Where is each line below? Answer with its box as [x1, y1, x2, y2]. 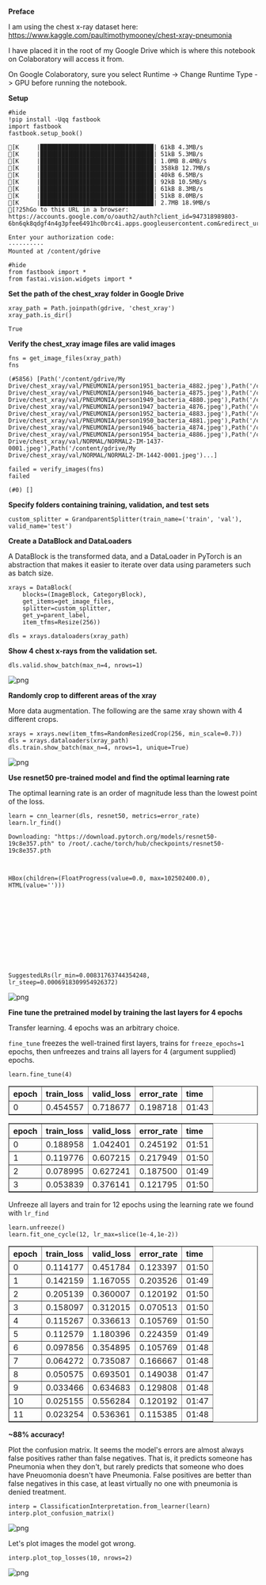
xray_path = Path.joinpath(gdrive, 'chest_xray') [8, 304, 176, 312]
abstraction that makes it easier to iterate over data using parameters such [8, 560, 252, 569]
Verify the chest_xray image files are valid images [8, 339, 176, 348]
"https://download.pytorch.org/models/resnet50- [54, 833, 218, 841]
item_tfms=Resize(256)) [22, 618, 101, 626]
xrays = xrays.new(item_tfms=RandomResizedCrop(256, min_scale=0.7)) [8, 730, 243, 738]
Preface [8, 7, 35, 16]
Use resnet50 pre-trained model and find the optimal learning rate [8, 773, 230, 782]
